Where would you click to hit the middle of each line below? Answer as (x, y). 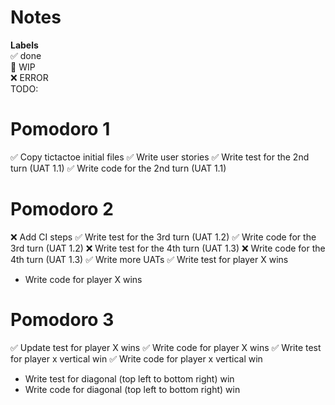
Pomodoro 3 (62, 320)
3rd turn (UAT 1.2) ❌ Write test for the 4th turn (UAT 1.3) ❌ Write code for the (168, 248)
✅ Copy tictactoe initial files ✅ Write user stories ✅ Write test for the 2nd (160, 157)
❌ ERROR (29, 77)
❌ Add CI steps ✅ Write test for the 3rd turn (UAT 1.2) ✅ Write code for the (163, 237)
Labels (24, 45)
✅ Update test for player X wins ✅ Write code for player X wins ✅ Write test (166, 347)
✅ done (26, 55)
